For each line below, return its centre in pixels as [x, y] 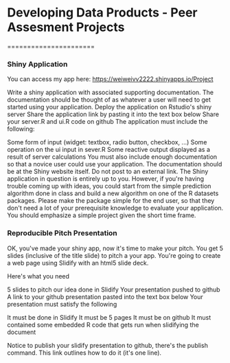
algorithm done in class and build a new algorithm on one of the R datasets [113, 193]
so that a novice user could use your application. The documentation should [115, 164]
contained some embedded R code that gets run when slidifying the [103, 324]
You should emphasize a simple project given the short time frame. [102, 215]
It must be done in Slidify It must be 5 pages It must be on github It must [109, 317]
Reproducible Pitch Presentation [62, 233]
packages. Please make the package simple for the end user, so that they [111, 201]
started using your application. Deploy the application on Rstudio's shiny [110, 107]
